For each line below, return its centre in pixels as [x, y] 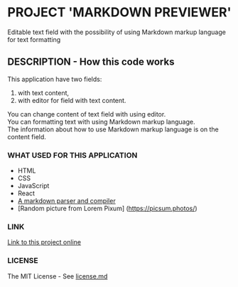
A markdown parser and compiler [66, 201]
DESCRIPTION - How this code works [91, 62]
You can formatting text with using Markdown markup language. [101, 121]
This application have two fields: [55, 79]
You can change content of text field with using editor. [87, 114]
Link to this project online [44, 242]
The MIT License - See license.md [58, 276]
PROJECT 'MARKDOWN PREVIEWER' [119, 12]
